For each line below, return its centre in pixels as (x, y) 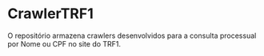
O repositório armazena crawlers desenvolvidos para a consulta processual (132, 35)
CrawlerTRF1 (50, 14)
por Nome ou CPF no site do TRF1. (64, 43)
